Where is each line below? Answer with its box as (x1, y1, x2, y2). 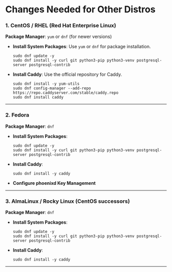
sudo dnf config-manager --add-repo (12, 86, 91, 91)
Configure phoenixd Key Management (12, 180, 96, 186)
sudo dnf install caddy (12, 95, 64, 100)
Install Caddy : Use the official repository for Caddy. (12, 71, 122, 77)
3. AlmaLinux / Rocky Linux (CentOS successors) (5, 198, 130, 205)
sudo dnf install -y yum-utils (12, 81, 80, 87)
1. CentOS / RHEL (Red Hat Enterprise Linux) (5, 22, 117, 29)
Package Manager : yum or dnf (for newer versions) (5, 33, 112, 40)
